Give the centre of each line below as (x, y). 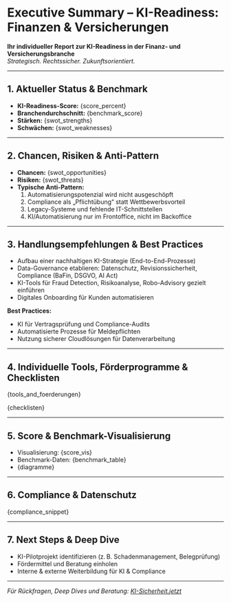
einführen (31, 290)
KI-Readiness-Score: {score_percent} (71, 105)
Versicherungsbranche (41, 54)
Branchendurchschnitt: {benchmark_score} (80, 113)
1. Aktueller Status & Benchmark (77, 89)
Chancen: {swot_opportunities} (62, 172)
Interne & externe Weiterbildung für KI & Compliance (91, 571)
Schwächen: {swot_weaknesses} (65, 127)
